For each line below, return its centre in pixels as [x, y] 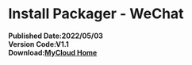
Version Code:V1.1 [38, 44]
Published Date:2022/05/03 [56, 36]
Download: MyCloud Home [53, 52]
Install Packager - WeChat [96, 14]
